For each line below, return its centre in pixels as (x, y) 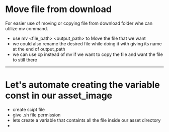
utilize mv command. (27, 28)
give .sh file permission (36, 115)
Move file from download (59, 9)
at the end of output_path (39, 49)
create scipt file (29, 109)
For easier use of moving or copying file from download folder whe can (79, 23)
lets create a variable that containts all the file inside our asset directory (87, 120)
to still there (25, 59)
